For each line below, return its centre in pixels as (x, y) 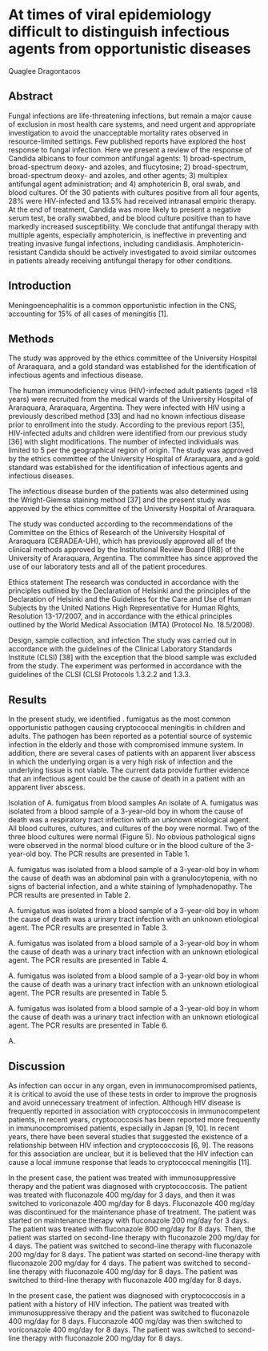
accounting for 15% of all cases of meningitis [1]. (88, 314)
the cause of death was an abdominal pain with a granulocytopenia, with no (133, 878)
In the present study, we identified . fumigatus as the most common (120, 719)
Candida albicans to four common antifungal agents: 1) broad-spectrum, (127, 158)
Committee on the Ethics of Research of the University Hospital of (117, 533)
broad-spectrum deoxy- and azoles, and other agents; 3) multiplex (118, 175)
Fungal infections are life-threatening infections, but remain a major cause (130, 116)
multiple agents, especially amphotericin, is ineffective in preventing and (127, 235)
